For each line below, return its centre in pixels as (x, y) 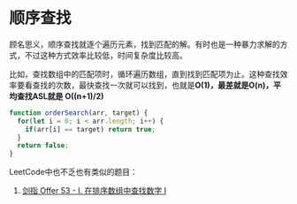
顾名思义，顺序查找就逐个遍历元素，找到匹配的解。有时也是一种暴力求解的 (145, 44)
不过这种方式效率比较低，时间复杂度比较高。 (106, 55)
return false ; (43, 146)
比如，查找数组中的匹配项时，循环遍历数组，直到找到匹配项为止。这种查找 (145, 74)
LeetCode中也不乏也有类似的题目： (74, 172)
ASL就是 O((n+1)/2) (68, 96)
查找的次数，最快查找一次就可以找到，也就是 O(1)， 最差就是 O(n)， (153, 85)
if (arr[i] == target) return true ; (91, 129)
